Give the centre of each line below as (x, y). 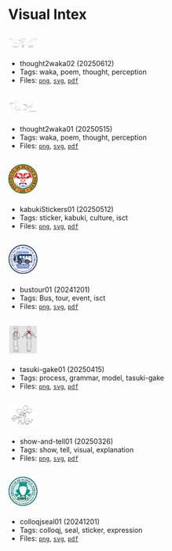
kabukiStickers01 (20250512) (66, 209)
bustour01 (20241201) (55, 289)
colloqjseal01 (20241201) (60, 521)
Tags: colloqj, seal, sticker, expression (81, 530)
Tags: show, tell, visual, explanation (77, 449)
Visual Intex (48, 15)
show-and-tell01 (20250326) (66, 441)
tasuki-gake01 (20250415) (62, 370)
